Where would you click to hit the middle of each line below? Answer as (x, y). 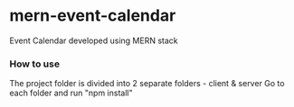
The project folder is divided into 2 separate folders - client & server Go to (147, 84)
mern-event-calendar (93, 16)
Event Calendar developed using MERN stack (94, 40)
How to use (35, 64)
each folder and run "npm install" (71, 93)
